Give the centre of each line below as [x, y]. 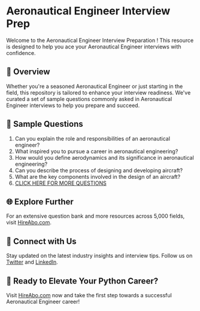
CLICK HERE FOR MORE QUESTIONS [60, 183]
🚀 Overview [28, 72]
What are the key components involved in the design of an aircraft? [98, 176]
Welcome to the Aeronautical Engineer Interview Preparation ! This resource [100, 40]
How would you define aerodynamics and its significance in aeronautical [104, 157]
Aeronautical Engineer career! [43, 301]
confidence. [21, 53]
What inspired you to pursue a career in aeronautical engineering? [96, 151]
